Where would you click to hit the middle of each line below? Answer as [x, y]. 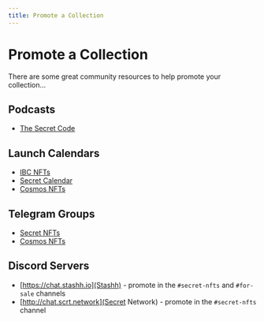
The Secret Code [47, 129]
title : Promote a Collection [56, 15]
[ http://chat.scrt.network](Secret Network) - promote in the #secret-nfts [138, 301]
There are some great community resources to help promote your [115, 77]
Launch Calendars [54, 153]
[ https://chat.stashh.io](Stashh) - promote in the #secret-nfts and [127, 285]
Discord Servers [49, 266]
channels [50, 293]
